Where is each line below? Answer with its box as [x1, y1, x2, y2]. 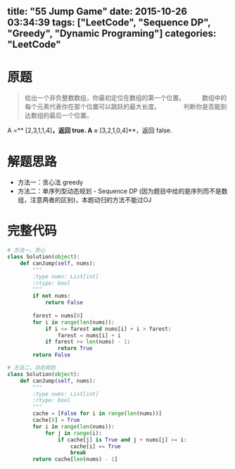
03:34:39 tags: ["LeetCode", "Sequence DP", [7, 17, 211, 29]
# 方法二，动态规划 [7, 364, 56, 372]
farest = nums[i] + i [57, 332, 121, 339]
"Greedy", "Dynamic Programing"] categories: [7, 27, 217, 39]
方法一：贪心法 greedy [17, 178, 84, 187]
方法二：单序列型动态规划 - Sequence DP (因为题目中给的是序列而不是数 [17, 187, 228, 196]
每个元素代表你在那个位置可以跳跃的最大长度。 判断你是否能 [24, 102, 221, 111]
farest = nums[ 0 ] [32, 312, 83, 319]
